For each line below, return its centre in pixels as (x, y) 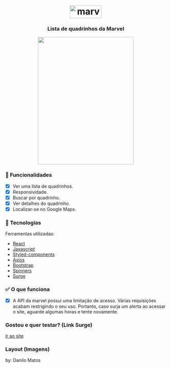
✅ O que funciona (28, 290)
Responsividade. (30, 192)
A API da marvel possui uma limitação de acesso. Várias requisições (84, 300)
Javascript (24, 249)
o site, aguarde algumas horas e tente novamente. (65, 311)
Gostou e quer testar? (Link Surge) (49, 325)
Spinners (22, 271)
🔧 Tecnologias (23, 223)
